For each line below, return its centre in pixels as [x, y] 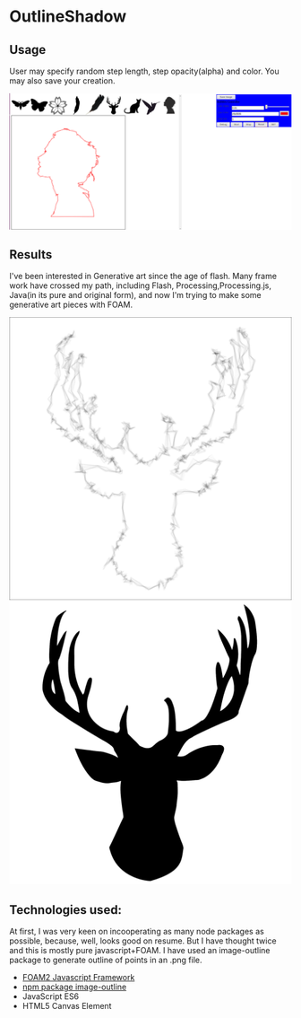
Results [31, 254]
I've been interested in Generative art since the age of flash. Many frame [143, 276]
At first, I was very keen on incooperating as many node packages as [137, 932]
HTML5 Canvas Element [67, 1006]
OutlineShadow [68, 17]
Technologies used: [66, 910]
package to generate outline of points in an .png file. [106, 960]
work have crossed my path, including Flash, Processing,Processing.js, [140, 285]
